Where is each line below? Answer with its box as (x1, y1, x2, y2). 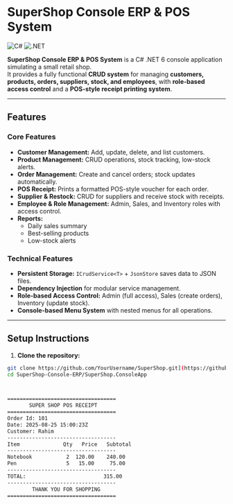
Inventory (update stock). (17, 299, 90, 307)
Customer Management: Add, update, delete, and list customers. (17, 148, 205, 156)
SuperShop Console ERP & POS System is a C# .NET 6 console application (7, 55, 223, 63)
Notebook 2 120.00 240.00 (7, 453, 126, 461)
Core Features (7, 132, 56, 142)
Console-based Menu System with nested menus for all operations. (17, 306, 213, 314)
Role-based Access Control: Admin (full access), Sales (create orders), (17, 291, 223, 299)
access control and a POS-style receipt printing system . (7, 85, 173, 93)
